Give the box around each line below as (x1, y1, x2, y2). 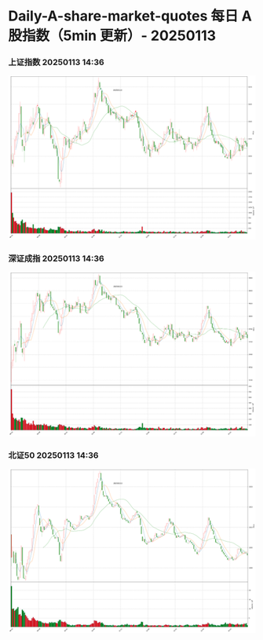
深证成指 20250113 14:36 (8, 253, 104, 264)
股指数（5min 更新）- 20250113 (8, 27, 217, 45)
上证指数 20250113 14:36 (8, 57, 104, 68)
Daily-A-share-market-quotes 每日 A (8, 7, 253, 25)
